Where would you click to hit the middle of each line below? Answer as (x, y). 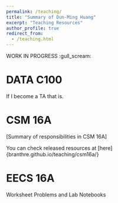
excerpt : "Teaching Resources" (45, 22)
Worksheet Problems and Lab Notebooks (56, 194)
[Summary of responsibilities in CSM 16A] (57, 136)
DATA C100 (34, 80)
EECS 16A (30, 178)
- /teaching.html (33, 39)
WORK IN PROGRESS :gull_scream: (49, 56)
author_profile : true (33, 28)
